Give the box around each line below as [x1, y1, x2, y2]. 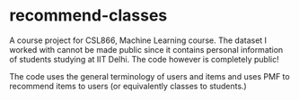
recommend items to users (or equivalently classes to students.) [9, 80, 247, 91]
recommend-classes [9, 5, 168, 26]
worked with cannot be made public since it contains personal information [9, 44, 284, 54]
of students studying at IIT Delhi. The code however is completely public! [9, 54, 280, 64]
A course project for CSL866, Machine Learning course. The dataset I [9, 35, 268, 46]
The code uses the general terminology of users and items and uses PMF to [9, 71, 290, 81]
